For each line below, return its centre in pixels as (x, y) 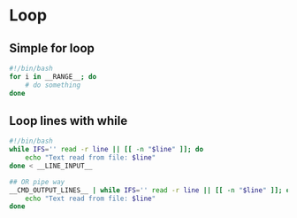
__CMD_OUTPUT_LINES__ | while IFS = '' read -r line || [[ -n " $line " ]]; (146, 190)
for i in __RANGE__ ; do (53, 76)
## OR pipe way (37, 182)
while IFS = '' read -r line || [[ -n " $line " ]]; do (107, 150)
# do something (53, 85)
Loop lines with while (69, 121)
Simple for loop (52, 48)
